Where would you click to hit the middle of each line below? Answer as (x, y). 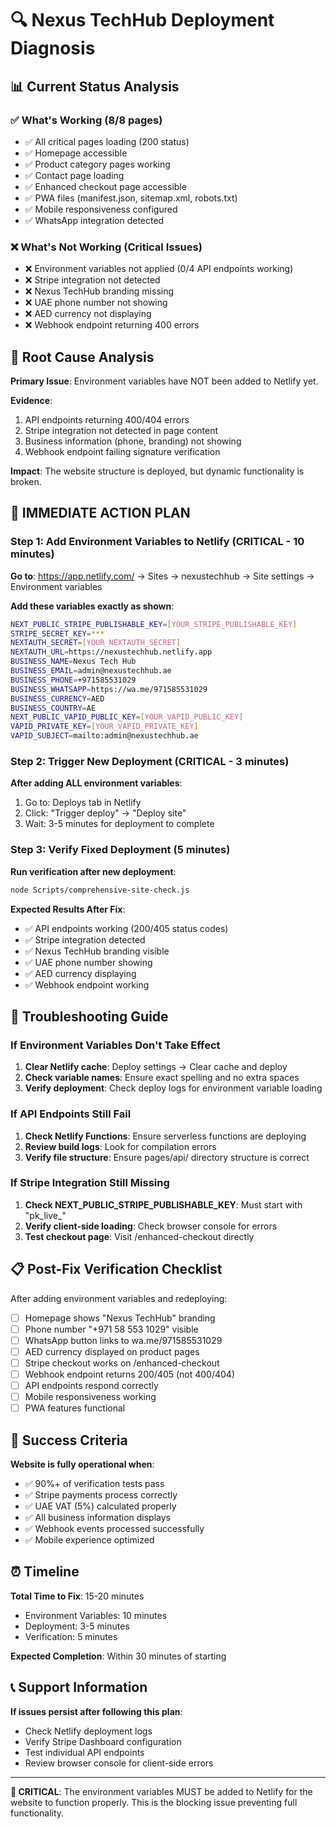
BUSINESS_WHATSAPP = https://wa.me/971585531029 (109, 689)
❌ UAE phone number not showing (96, 303)
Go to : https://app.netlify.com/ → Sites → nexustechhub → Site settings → (162, 576)
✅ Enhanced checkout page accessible (105, 186)
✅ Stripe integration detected (85, 939)
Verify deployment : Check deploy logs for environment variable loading (173, 1088)
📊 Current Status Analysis (95, 86)
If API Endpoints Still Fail (71, 1114)
